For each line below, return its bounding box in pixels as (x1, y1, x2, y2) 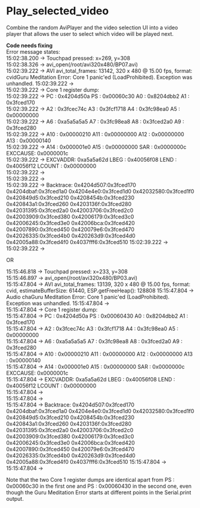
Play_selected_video (6, 4, 109, 18)
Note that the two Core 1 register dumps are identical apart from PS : (6, 476, 175, 483)
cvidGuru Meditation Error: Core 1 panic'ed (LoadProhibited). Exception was (6, 73, 193, 81)
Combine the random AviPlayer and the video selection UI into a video (6, 24, 179, 31)
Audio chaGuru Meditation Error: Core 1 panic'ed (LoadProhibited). (6, 293, 170, 300)
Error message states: (6, 48, 61, 55)
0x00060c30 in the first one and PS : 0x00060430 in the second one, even (6, 482, 192, 489)
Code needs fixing (6, 42, 53, 49)
